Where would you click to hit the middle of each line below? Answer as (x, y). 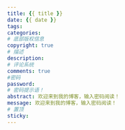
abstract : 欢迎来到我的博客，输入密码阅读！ (64, 97)
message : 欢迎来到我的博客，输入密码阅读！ (62, 103)
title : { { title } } (35, 13)
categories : (24, 33)
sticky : (18, 116)
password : (21, 84)
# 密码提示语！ (26, 90)
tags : (15, 26)
